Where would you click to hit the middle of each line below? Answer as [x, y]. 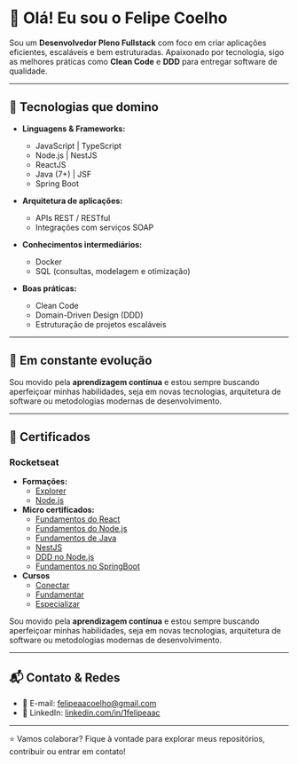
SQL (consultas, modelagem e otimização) [113, 271]
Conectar [52, 586]
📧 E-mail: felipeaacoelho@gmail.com [89, 704]
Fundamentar [59, 595]
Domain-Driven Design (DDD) [89, 315]
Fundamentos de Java [76, 538]
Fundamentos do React [78, 519]
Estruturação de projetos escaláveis [101, 324]
